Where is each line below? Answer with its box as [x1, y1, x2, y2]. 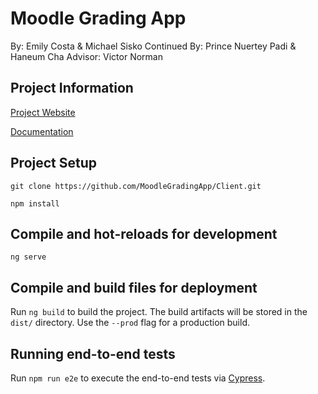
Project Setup [10, 155, 98, 172]
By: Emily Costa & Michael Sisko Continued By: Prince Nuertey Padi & [10, 40, 297, 52]
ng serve [10, 252, 47, 262]
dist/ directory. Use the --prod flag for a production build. [10, 317, 250, 329]
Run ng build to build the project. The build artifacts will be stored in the [10, 306, 308, 318]
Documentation [10, 125, 74, 137]
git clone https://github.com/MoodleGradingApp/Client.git [10, 181, 262, 191]
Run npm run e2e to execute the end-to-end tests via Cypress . [10, 372, 266, 384]
